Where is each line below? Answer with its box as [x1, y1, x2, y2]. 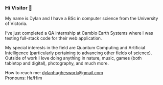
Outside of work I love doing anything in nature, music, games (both [5, 55, 142, 61]
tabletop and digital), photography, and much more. [5, 61, 109, 66]
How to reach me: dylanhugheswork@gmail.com [5, 70, 104, 76]
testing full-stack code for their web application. [5, 35, 102, 41]
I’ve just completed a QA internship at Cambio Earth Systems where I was [5, 30, 153, 36]
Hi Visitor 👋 [5, 4, 32, 11]
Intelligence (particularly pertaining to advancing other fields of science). [5, 50, 152, 56]
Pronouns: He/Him [5, 75, 43, 81]
